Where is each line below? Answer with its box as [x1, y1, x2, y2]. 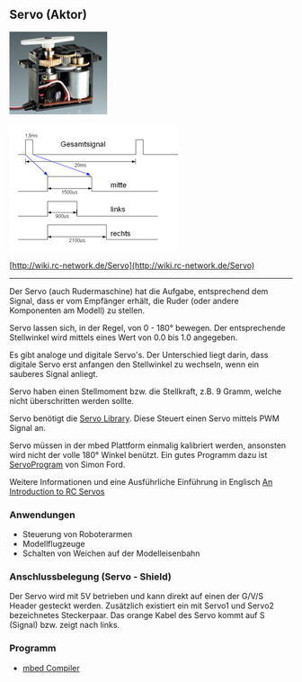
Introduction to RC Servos [9, 486, 105, 497]
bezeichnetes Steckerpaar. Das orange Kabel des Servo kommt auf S [9, 610, 265, 621]
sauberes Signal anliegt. [9, 368, 99, 379]
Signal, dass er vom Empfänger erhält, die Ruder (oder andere [9, 295, 240, 306]
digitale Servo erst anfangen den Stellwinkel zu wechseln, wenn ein [9, 359, 259, 370]
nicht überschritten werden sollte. [9, 395, 135, 406]
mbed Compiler [22, 662, 80, 673]
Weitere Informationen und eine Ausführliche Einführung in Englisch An [9, 476, 273, 487]
